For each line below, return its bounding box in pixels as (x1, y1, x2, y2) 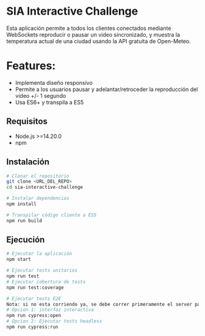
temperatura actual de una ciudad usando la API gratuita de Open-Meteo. (6, 37, 191, 45)
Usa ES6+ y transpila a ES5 (15, 98, 84, 106)
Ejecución (6, 235, 45, 245)
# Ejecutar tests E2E (6, 295, 62, 302)
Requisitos (6, 116, 48, 126)
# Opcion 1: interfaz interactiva (6, 307, 95, 313)
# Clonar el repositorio (6, 173, 70, 179)
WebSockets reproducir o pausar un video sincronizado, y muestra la (6, 31, 181, 38)
